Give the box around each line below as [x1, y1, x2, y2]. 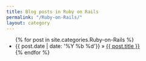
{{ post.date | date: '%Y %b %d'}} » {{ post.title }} [15, 42, 141, 50]
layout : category [6, 20, 50, 26]
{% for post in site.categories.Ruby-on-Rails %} [15, 36, 134, 44]
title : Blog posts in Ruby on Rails [6, 8, 99, 15]
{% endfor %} [15, 49, 50, 56]
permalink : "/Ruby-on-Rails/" [6, 14, 83, 20]
